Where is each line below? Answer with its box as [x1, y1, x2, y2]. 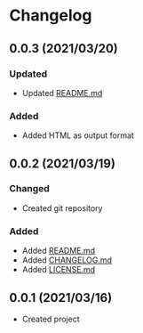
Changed [9, 183, 51, 195]
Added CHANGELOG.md [21, 255, 113, 265]
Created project [21, 313, 80, 324]
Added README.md [21, 246, 96, 256]
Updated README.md [21, 87, 103, 98]
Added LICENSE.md [21, 264, 96, 275]
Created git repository [21, 202, 103, 214]
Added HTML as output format [21, 130, 135, 141]
